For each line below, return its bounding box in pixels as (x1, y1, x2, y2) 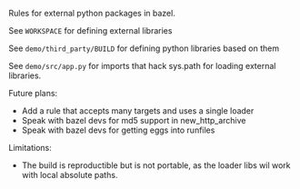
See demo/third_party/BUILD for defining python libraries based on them (8, 43, 279, 54)
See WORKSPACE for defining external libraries (8, 25, 173, 35)
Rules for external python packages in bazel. (8, 8, 176, 18)
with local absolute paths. (21, 170, 118, 180)
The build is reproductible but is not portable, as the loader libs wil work (21, 160, 291, 171)
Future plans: (8, 88, 58, 98)
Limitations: (8, 143, 52, 153)
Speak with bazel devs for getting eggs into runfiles (21, 124, 215, 135)
